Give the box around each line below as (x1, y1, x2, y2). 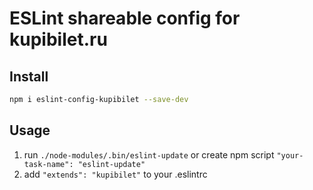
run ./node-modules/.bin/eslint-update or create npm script (23, 148, 275, 161)
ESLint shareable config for (9, 7, 241, 30)
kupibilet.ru (9, 28, 108, 51)
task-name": (23, 159, 74, 169)
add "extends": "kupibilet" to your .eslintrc (23, 168, 208, 180)
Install (9, 68, 49, 85)
